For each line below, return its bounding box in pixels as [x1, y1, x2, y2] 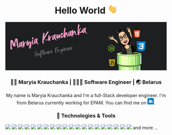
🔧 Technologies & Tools [56, 112, 116, 119]
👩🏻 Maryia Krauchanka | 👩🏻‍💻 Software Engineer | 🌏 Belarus [10, 79, 162, 86]
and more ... [133, 124, 159, 130]
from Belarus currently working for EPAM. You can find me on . [16, 99, 156, 106]
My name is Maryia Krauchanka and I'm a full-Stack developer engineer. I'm [6, 92, 166, 98]
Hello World [54, 5, 106, 16]
